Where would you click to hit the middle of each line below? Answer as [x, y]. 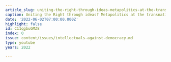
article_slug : [20, 10]
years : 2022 [18, 47]
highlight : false [24, 24]
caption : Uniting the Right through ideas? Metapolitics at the [75, 15]
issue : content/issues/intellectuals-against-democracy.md [69, 38]
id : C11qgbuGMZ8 [22, 29]
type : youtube [20, 43]
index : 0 [15, 33]
